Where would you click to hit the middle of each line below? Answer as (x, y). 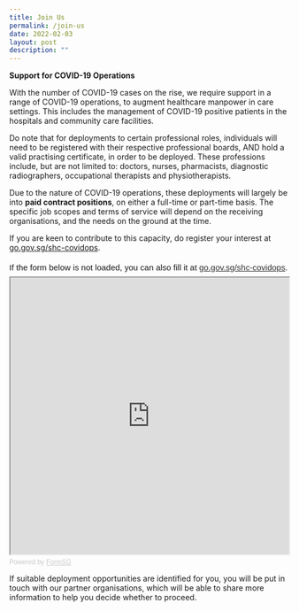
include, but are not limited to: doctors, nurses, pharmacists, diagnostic (139, 166)
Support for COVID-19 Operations (72, 75)
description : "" (39, 50)
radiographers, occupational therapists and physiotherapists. (120, 176)
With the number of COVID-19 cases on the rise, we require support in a (140, 93)
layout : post (33, 42)
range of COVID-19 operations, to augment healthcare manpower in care (142, 102)
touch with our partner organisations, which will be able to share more (137, 588)
